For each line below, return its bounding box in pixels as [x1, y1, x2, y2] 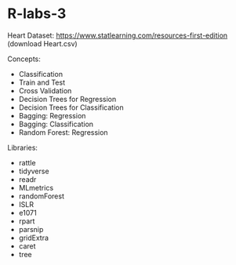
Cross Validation [18, 85, 72, 95]
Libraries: [7, 143, 38, 152]
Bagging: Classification [18, 119, 94, 129]
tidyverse [18, 166, 49, 176]
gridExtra [18, 233, 49, 242]
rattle [18, 158, 36, 167]
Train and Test [18, 78, 66, 87]
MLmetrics [18, 183, 54, 192]
